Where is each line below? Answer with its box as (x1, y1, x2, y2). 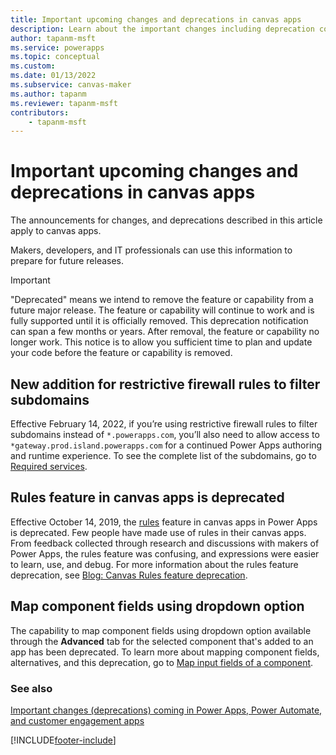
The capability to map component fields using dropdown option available (10, 624, 312, 636)
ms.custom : (10, 61, 56, 71)
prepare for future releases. (10, 255, 125, 267)
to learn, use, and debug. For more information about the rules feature (10, 558, 299, 570)
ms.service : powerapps (10, 42, 105, 53)
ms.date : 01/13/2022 (10, 71, 97, 81)
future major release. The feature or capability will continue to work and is (10, 304, 315, 316)
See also (10, 681, 53, 695)
